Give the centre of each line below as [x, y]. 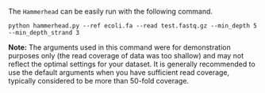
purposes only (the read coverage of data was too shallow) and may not [126, 56]
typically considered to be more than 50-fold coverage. [98, 81]
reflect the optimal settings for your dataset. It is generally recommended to [132, 64]
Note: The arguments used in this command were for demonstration [120, 47]
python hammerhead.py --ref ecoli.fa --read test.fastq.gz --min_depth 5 [133, 26]
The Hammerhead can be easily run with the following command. [110, 11]
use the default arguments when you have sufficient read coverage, [119, 73]
